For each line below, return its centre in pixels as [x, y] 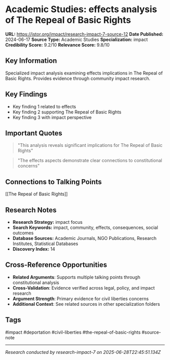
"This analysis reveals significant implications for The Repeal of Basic [90, 145]
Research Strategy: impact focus [47, 222]
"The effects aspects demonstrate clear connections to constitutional [90, 161]
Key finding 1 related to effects [44, 106]
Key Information [31, 61]
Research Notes [31, 210]
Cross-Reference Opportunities [56, 265]
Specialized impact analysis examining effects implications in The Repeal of [84, 73]
